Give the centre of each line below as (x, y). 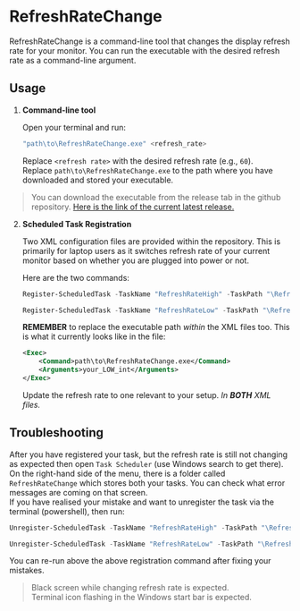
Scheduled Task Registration (77, 224)
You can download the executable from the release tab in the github (156, 197)
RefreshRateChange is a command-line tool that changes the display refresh (150, 41)
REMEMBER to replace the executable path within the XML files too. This (156, 327)
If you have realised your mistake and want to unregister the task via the (142, 502)
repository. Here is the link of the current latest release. (133, 207)
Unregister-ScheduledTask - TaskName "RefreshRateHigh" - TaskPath (133, 528)
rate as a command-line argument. (73, 60)
